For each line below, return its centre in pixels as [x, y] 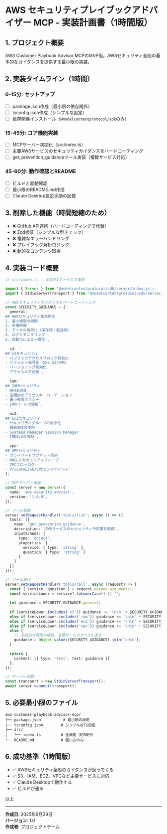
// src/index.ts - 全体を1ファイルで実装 [45, 280]
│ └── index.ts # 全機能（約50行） [50, 735]
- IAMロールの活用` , [24, 404]
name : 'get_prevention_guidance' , [50, 524]
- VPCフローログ [20, 465]
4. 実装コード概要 [32, 268]
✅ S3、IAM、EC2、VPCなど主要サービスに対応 [61, 776]
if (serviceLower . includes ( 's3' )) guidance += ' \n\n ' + [69, 612]
